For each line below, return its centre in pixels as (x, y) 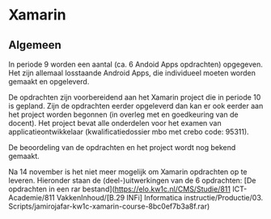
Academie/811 (32, 198)
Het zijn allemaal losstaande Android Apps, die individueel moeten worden (132, 73)
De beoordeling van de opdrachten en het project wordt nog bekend (122, 147)
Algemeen (35, 45)
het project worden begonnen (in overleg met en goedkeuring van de (123, 114)
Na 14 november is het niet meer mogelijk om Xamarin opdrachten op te (128, 172)
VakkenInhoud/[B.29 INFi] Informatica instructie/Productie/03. (160, 198)
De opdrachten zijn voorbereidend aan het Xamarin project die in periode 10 (135, 97)
